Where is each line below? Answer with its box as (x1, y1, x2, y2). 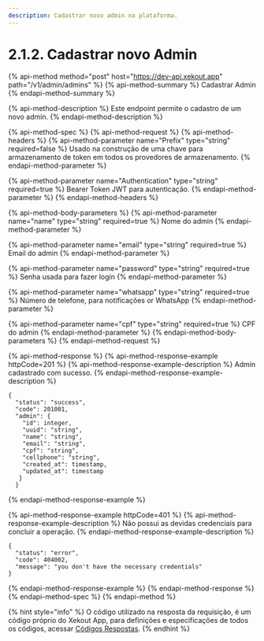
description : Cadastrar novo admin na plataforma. (8, 11, 178, 20)
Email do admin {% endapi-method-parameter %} (8, 248, 170, 258)
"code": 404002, (15, 556, 69, 564)
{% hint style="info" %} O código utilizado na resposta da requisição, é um (8, 607, 251, 617)
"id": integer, (22, 419, 73, 427)
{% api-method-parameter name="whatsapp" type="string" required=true (8, 287, 250, 296)
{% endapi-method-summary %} (8, 88, 116, 98)
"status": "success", (15, 398, 87, 406)
